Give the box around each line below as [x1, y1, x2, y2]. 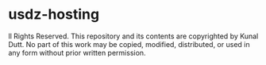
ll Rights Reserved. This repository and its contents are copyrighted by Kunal [8, 31, 259, 41]
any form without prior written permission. [8, 48, 146, 57]
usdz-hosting [8, 5, 100, 23]
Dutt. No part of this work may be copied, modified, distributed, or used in [8, 39, 250, 49]
